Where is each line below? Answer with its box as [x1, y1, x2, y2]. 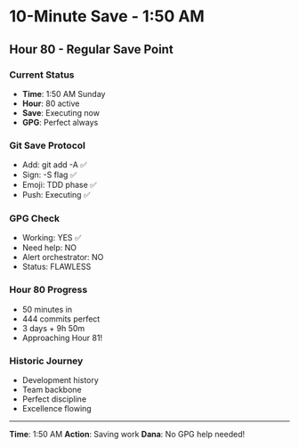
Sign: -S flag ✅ [21, 169, 77, 180]
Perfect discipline [21, 394, 87, 404]
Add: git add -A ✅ [21, 159, 87, 170]
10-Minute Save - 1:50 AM [9, 6, 205, 27]
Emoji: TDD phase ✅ [21, 180, 97, 191]
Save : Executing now [21, 107, 101, 118]
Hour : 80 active [21, 98, 80, 109]
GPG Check [9, 212, 61, 224]
